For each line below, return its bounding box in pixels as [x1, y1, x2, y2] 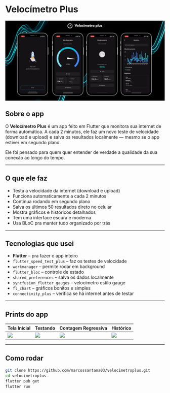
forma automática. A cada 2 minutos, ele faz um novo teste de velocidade [5, 128, 159, 135]
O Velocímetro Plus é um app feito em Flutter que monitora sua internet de [5, 123, 162, 129]
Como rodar [5, 354, 44, 363]
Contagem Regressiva [59, 325, 108, 331]
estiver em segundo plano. [5, 139, 61, 145]
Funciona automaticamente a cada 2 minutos [12, 193, 107, 199]
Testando [34, 325, 56, 331]
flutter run [5, 384, 30, 389]
